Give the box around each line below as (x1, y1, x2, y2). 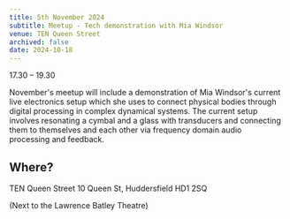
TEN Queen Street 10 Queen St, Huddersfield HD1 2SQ (9, 183, 208, 193)
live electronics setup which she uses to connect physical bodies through (9, 96, 277, 107)
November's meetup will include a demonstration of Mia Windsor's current (9, 87, 281, 98)
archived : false (9, 37, 69, 47)
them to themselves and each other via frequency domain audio (9, 125, 242, 135)
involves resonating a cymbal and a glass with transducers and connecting (9, 116, 281, 126)
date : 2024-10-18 (9, 46, 73, 55)
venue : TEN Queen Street (9, 29, 101, 38)
